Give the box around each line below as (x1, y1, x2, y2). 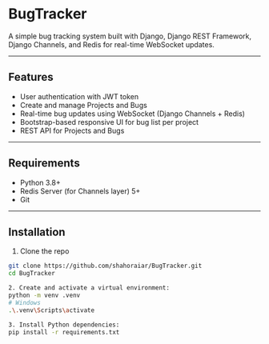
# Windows (8, 298, 42, 306)
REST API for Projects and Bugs (19, 126, 125, 135)
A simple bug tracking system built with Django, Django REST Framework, (8, 31, 252, 41)
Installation (8, 225, 66, 238)
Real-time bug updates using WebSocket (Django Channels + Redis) (19, 109, 246, 118)
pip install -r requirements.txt (8, 328, 120, 336)
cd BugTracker (8, 270, 56, 278)
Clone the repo (19, 246, 70, 256)
